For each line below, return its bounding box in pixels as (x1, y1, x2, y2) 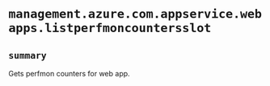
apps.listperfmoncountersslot (8, 21, 212, 36)
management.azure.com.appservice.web (8, 6, 263, 22)
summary (8, 49, 47, 61)
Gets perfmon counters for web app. (8, 69, 131, 78)
